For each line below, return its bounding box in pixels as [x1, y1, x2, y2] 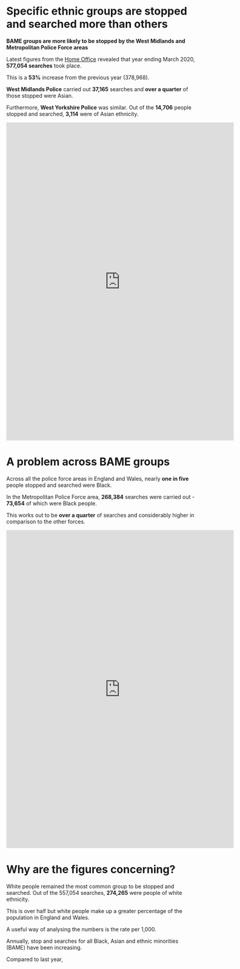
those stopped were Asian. [6, 92, 73, 99]
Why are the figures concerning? [6, 863, 176, 877]
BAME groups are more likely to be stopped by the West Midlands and [6, 37, 186, 44]
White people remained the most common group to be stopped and [6, 883, 175, 890]
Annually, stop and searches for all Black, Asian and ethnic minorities [6, 937, 179, 945]
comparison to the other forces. [6, 518, 86, 525]
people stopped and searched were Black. [6, 481, 112, 489]
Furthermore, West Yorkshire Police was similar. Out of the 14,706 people [6, 103, 192, 111]
